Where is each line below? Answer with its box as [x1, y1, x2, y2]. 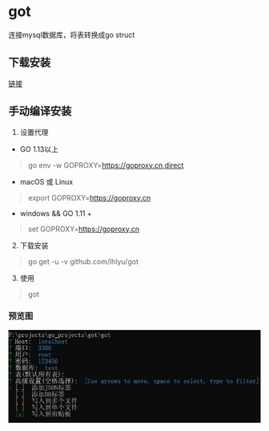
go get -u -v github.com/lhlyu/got [27, 256, 139, 266]
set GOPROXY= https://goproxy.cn [27, 224, 140, 234]
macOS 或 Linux [19, 177, 74, 186]
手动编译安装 [8, 104, 72, 118]
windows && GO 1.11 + [19, 208, 92, 218]
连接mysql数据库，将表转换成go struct [8, 30, 135, 39]
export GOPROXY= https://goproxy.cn [27, 193, 151, 202]
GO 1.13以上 [19, 144, 58, 154]
